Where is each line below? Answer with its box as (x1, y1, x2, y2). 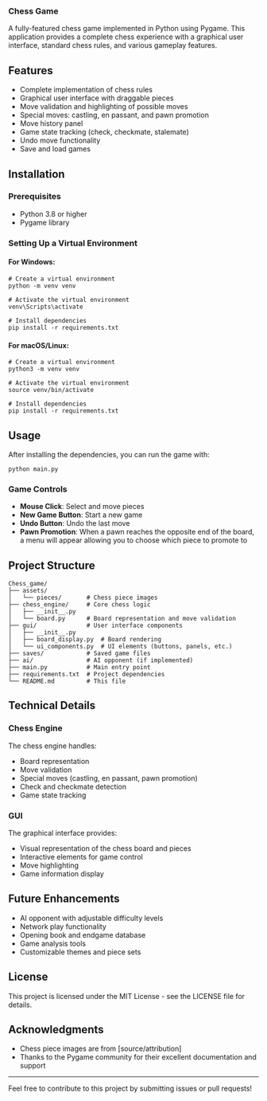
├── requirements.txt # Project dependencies (8, 671, 165, 679)
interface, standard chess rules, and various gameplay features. (8, 41, 218, 50)
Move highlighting (19, 860, 79, 870)
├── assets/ (8, 587, 48, 595)
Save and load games (19, 144, 91, 154)
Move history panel (19, 119, 83, 128)
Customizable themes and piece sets (19, 946, 141, 957)
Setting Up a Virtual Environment (8, 237, 137, 249)
